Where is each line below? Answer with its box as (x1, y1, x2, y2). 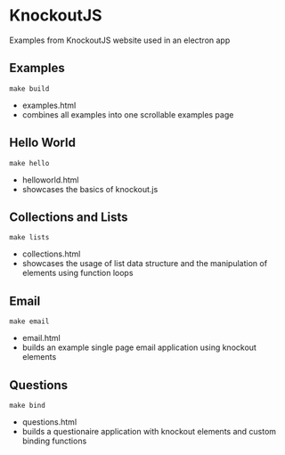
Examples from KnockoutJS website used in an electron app (9, 35, 231, 45)
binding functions (21, 435, 87, 446)
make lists (9, 233, 50, 242)
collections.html (21, 248, 81, 259)
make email (9, 317, 50, 326)
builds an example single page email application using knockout (21, 342, 256, 353)
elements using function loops (21, 268, 134, 279)
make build (9, 84, 50, 93)
